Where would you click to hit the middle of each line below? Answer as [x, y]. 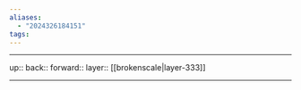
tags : [19, 34]
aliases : [26, 17]
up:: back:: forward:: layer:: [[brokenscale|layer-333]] [107, 68]
